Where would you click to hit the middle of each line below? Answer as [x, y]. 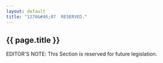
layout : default [26, 11]
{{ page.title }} [33, 40]
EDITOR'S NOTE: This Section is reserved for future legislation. [82, 54]
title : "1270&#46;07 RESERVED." [47, 17]
